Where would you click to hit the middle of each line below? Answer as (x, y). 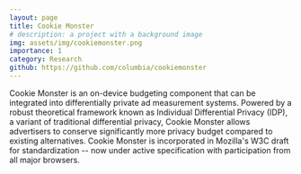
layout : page (34, 17)
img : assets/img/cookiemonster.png (76, 43)
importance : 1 (36, 51)
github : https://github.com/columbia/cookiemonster (108, 68)
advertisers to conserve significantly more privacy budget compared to (141, 131)
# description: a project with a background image (106, 34)
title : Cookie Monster (52, 26)
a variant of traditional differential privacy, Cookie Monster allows (130, 121)
